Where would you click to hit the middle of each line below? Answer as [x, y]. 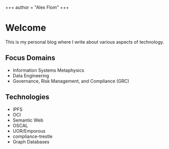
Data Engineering [31, 75]
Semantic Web [28, 120]
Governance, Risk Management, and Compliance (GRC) [71, 81]
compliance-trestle [32, 136]
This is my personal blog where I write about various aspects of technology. [85, 42]
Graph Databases [31, 141]
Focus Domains [30, 58]
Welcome [26, 28]
